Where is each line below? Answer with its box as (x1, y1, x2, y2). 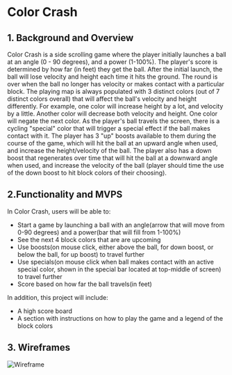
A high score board (17, 307, 73, 315)
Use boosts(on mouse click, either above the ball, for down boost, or (17, 243, 214, 251)
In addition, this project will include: (7, 293, 109, 301)
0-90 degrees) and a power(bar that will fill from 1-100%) (17, 228, 181, 237)
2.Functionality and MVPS (7, 189, 123, 200)
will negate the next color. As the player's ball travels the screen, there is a (7, 117, 220, 125)
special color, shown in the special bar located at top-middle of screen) (17, 265, 222, 273)
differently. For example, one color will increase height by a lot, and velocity (7, 102, 224, 110)
